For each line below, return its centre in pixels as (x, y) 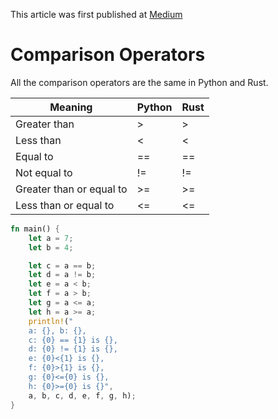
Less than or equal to (65, 205)
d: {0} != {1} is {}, (73, 349)
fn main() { (35, 229)
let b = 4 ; (51, 247)
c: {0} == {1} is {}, (73, 340)
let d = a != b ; (62, 275)
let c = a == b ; (62, 265)
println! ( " (51, 321)
